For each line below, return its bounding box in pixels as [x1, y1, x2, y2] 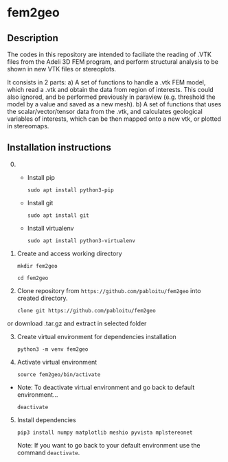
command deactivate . [16, 448, 80, 457]
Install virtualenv [27, 224, 74, 232]
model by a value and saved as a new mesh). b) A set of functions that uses [7, 100, 222, 108]
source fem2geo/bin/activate [16, 371, 101, 378]
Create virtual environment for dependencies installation [16, 332, 176, 340]
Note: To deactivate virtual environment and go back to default [16, 383, 195, 391]
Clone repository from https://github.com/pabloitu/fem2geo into [16, 286, 201, 294]
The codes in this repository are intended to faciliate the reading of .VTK [7, 50, 212, 58]
